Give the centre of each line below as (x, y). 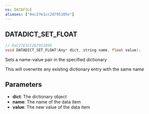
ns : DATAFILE (19, 10)
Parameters (24, 85)
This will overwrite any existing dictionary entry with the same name (75, 69)
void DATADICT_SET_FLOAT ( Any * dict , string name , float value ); (73, 50)
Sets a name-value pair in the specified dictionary (56, 60)
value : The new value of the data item (51, 107)
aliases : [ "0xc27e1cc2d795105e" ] (40, 14)
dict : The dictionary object (39, 96)
